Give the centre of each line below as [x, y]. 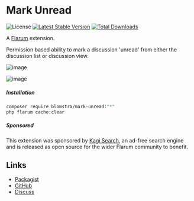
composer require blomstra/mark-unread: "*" [61, 106]
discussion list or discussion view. [47, 56]
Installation [20, 92]
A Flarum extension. [30, 38]
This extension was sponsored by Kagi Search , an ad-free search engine [95, 140]
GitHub [23, 186]
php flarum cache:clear [35, 112]
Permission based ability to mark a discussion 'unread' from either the [92, 49]
